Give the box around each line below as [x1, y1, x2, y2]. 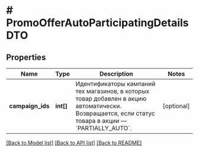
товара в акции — [75, 117, 127, 125]
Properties [6, 52, 46, 62]
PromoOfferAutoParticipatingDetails [6, 16, 189, 30]
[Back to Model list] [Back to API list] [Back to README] [6, 140, 142, 146]
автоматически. [75, 102, 122, 110]
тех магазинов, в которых [75, 87, 150, 95]
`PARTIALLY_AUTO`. [75, 124, 132, 132]
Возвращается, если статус [75, 109, 155, 117]
